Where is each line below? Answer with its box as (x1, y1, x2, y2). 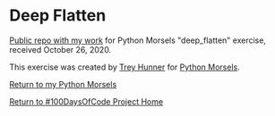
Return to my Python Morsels (9, 79, 117, 89)
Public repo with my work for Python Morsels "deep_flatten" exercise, (9, 35, 267, 46)
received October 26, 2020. (9, 44, 112, 54)
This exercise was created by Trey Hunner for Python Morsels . (9, 62, 240, 72)
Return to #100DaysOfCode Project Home (9, 95, 164, 107)
